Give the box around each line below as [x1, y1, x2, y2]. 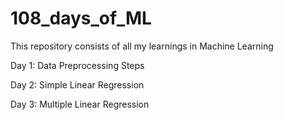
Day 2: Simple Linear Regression [10, 78, 145, 91]
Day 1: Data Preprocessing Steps [10, 59, 145, 71]
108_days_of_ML [10, 7, 152, 30]
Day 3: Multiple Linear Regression [10, 98, 150, 110]
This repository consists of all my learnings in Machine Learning [10, 40, 274, 52]
